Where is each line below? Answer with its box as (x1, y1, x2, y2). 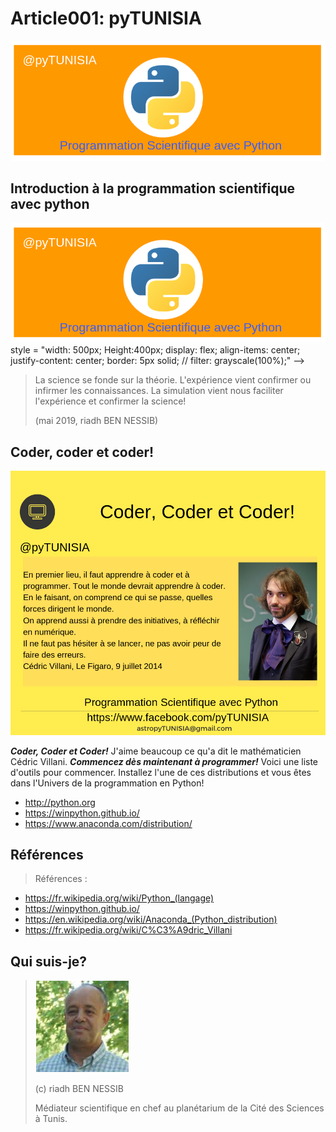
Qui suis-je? (10, 953, 88, 970)
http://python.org (24, 796, 96, 808)
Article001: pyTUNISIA (10, 7, 202, 30)
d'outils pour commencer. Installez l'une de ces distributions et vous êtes (10, 766, 312, 778)
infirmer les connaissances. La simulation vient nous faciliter (34, 385, 284, 397)
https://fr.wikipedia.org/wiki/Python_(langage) (24, 892, 215, 904)
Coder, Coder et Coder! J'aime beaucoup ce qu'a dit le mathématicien (10, 745, 302, 757)
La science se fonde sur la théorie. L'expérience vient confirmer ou (34, 374, 312, 386)
